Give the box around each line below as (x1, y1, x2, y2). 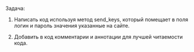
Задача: (5, 5, 25, 12)
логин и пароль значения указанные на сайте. (13, 23, 130, 29)
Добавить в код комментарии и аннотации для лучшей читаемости (13, 34, 183, 40)
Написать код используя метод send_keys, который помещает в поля (13, 16, 188, 23)
